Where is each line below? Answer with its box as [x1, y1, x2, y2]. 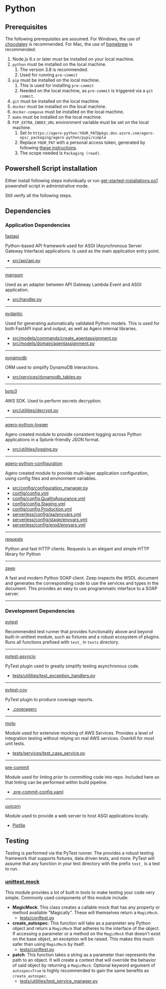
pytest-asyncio [5, 653, 36, 659]
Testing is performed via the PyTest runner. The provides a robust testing [5, 850, 154, 856]
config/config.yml [12, 490, 49, 496]
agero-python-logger [5, 421, 48, 427]
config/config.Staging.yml [12, 501, 66, 507]
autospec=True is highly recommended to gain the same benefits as [12, 967, 149, 973]
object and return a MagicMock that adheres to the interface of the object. [12, 925, 160, 931]
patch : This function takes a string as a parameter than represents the [12, 951, 156, 958]
